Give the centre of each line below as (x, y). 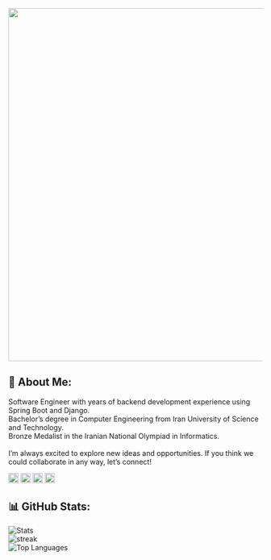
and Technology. (36, 427)
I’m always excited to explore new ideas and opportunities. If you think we (131, 453)
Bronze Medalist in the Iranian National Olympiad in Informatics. (114, 436)
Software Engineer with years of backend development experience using (129, 401)
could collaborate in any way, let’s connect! (80, 462)
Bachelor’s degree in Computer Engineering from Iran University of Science (134, 419)
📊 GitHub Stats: (50, 507)
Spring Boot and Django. (49, 410)
